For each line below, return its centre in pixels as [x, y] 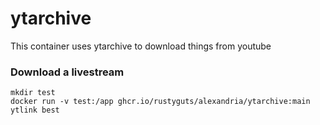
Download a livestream [67, 72]
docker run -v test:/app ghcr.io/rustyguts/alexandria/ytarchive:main [160, 102]
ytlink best [35, 110]
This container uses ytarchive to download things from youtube [141, 46]
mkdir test [33, 93]
